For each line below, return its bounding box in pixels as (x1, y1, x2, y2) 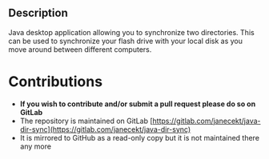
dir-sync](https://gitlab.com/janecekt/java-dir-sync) (19, 124, 191, 134)
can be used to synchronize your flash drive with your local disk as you (8, 36, 243, 46)
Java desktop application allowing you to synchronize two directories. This (8, 27, 255, 37)
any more (19, 141, 52, 151)
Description (8, 6, 68, 20)
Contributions (8, 73, 102, 90)
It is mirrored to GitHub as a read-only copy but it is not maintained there (19, 133, 260, 142)
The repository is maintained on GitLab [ (19, 116, 154, 125)
